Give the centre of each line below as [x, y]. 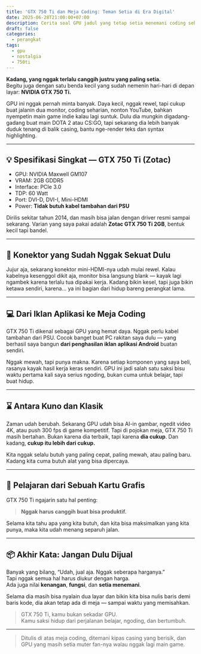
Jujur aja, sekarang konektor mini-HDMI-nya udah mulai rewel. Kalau [91, 269]
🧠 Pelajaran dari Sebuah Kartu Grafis [76, 486]
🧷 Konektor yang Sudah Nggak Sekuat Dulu [89, 255]
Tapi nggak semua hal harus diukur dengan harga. [68, 578]
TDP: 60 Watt [31, 193]
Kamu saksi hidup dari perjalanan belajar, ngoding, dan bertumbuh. [103, 621]
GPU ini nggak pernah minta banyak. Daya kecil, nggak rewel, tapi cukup [96, 103]
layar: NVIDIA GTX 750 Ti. [39, 92]
